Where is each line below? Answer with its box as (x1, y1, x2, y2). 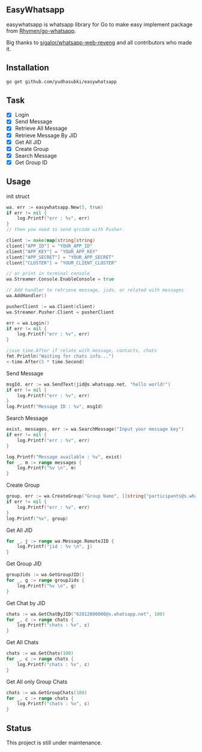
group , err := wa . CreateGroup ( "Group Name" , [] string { (6, 493, 147, 499)
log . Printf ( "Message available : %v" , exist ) (6, 454, 122, 460)
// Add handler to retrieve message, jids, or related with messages (6, 287, 185, 294)
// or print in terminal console (6, 271, 90, 277)
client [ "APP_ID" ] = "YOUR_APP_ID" (6, 243, 93, 249)
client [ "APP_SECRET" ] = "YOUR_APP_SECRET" (6, 254, 114, 260)
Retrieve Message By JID (14, 132, 78, 139)
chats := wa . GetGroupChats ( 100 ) (6, 689, 87, 695)
